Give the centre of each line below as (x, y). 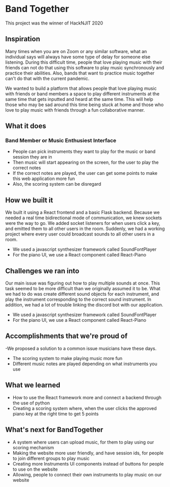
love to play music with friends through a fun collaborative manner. (75, 110)
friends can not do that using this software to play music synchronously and (85, 67)
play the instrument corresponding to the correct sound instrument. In (78, 299)
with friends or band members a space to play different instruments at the (82, 94)
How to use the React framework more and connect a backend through (87, 397)
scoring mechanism (33, 447)
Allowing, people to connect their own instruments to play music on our (87, 474)
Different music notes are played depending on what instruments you (85, 364)
